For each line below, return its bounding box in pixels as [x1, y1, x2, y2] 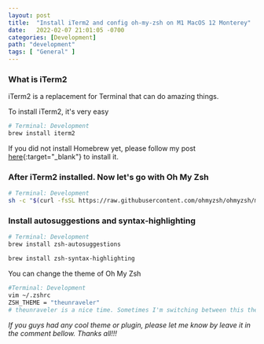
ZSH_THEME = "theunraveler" [8, 298, 101, 306]
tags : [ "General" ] [8, 48, 76, 56]
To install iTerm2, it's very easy [8, 107, 109, 116]
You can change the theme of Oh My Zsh [8, 269, 141, 279]
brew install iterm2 [8, 130, 76, 137]
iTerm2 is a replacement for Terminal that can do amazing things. [8, 92, 219, 101]
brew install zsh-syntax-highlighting [8, 254, 135, 263]
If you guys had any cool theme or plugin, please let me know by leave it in [8, 320, 251, 330]
